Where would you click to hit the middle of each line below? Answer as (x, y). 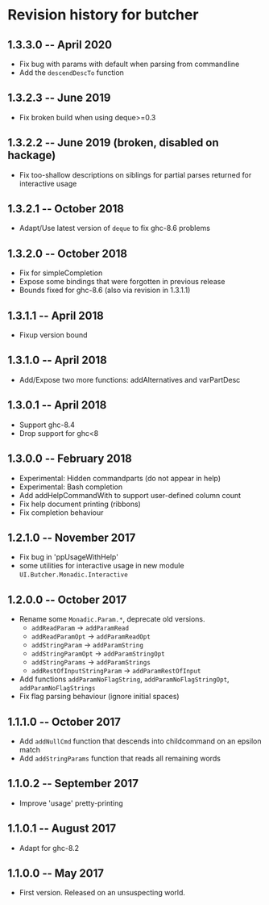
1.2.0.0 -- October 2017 (67, 599)
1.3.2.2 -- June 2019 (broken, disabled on (113, 143)
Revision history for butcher (103, 15)
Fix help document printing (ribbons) (80, 504)
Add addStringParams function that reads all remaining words (120, 758)
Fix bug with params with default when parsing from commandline (129, 64)
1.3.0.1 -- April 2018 (57, 405)
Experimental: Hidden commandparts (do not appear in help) (120, 478)
